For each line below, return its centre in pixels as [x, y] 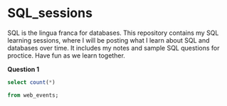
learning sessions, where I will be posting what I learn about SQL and [109, 40]
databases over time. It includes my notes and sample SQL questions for [114, 48]
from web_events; [33, 95]
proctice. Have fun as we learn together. [67, 55]
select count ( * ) [31, 82]
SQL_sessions [50, 13]
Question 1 [23, 69]
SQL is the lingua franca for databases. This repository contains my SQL [113, 33]
